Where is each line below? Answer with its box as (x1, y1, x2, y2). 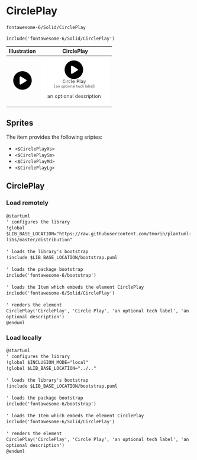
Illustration (8, 47, 37, 55)
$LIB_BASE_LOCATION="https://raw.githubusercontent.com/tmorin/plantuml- (6, 231, 192, 237)
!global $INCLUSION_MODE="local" (6, 359, 89, 365)
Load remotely (6, 199, 49, 207)
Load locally (6, 333, 42, 341)
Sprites (6, 117, 34, 128)
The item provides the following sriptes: (6, 133, 103, 140)
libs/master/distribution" (6, 237, 73, 242)
